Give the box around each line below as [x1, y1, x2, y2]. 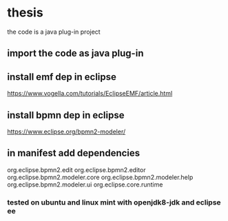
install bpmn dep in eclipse [7, 109, 125, 121]
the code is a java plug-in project [7, 28, 101, 36]
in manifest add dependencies [7, 147, 141, 159]
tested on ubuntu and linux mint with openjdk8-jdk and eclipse [7, 198, 222, 207]
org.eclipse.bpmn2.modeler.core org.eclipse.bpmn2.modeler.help [7, 173, 194, 181]
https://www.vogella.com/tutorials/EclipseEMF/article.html [7, 90, 173, 98]
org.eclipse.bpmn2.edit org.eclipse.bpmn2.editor [7, 165, 146, 173]
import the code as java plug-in [7, 48, 144, 59]
